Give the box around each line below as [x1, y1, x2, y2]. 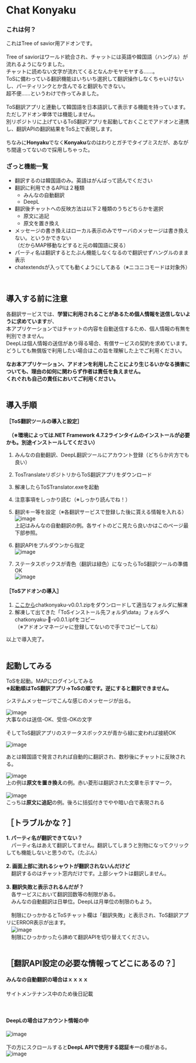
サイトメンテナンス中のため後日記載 [6, 990, 94, 997]
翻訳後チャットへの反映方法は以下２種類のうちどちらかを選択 [14, 205, 164, 212]
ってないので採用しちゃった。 [21, 146, 94, 153]
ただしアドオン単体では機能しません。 [6, 111, 98, 118]
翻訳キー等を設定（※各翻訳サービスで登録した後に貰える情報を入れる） [14, 509, 187, 516]
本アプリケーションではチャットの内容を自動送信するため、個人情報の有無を [6, 325, 191, 332]
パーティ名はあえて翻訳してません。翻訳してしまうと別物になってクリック [11, 842, 189, 849]
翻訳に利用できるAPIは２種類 [14, 184, 85, 191]
